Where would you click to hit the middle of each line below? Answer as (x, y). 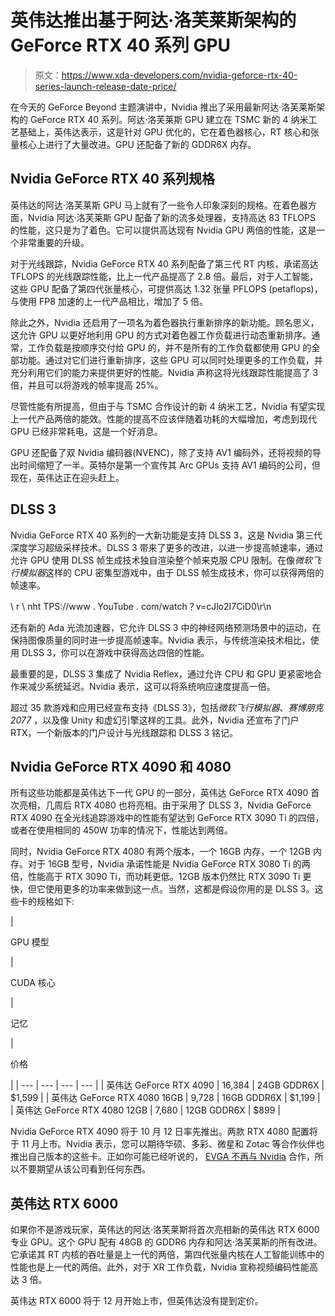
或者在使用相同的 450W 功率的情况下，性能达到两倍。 (121, 830)
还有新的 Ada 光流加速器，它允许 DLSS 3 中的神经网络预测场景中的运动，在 (166, 627)
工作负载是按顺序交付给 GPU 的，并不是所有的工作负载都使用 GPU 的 (169, 347)
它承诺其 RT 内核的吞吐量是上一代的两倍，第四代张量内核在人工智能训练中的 (167, 1255)
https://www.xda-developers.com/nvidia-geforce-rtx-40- (179, 75)
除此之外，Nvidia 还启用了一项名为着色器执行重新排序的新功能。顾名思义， (165, 322)
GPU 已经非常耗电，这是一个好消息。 (86, 431)
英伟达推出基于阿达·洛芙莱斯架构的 (153, 20)
